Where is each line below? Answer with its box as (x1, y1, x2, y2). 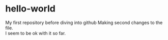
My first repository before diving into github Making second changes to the (5, 19, 163, 25)
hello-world (5, 3, 56, 14)
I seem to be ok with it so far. (5, 30, 66, 36)
